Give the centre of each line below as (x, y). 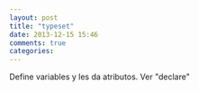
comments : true (38, 43)
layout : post (34, 18)
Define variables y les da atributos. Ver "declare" (100, 77)
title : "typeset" (42, 26)
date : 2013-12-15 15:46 (54, 34)
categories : (31, 51)
